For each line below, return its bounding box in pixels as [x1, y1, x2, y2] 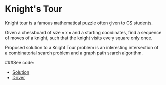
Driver [12, 74, 25, 80]
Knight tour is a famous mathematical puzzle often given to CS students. [5, 20, 153, 26]
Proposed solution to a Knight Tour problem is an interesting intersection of [5, 44, 159, 50]
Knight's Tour [5, 3, 63, 15]
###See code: [5, 59, 35, 65]
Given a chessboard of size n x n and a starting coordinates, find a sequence [5, 29, 162, 35]
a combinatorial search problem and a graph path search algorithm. [5, 50, 143, 56]
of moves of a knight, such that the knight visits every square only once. [5, 35, 153, 41]
